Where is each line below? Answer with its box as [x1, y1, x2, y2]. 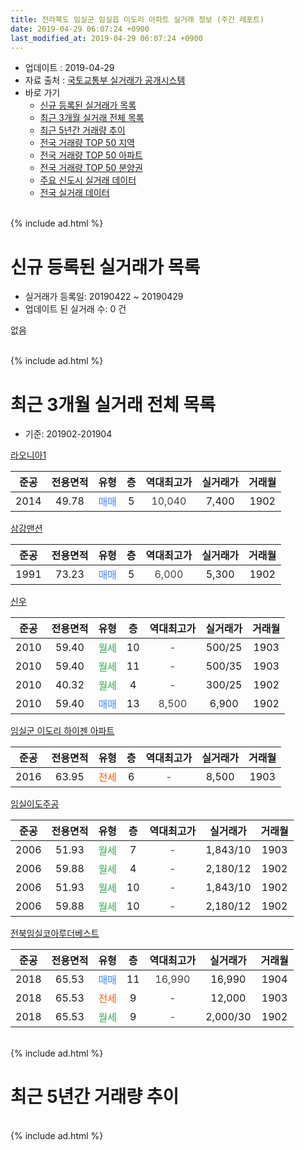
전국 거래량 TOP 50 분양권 [39, 162, 143, 174]
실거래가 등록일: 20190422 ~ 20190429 [24, 291, 184, 303]
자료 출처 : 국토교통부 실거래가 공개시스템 [24, 74, 186, 86]
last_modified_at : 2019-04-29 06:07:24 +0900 [10, 33, 203, 43]
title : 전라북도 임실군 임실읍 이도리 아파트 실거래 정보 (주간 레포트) [10, 14, 265, 25]
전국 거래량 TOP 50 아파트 [39, 149, 143, 161]
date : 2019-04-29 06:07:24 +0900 [10, 24, 150, 34]
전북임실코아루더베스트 [10, 927, 100, 940]
